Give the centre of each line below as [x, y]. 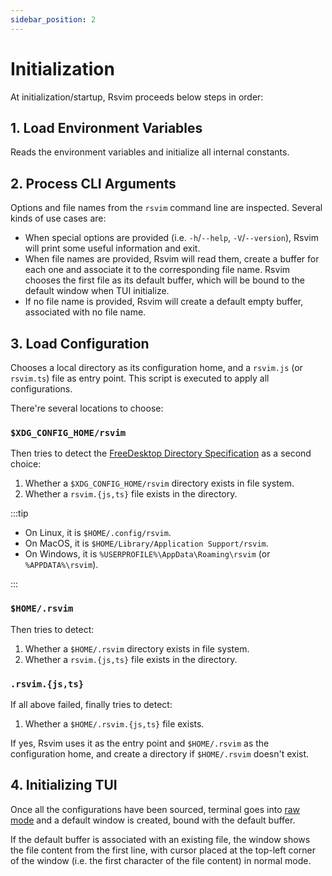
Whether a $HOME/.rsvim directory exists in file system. [137, 648]
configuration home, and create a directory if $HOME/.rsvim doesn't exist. [160, 753]
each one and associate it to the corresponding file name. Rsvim [157, 270]
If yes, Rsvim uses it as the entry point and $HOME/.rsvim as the [140, 743]
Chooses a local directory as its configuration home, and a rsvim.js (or [156, 367]
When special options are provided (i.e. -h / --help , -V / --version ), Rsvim [171, 238]
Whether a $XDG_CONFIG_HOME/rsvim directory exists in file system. [159, 483]
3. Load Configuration [80, 343]
